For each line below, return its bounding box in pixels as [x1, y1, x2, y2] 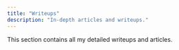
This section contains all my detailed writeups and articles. [7, 35, 173, 43]
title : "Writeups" [7, 10, 60, 17]
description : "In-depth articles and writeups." [7, 16, 149, 23]
